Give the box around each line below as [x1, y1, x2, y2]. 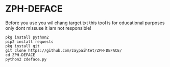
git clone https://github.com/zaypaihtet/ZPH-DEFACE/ [5, 48, 123, 53]
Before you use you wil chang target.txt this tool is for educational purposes [5, 20, 165, 26]
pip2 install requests [5, 39, 54, 44]
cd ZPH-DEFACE [5, 52, 36, 57]
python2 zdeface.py [5, 56, 47, 62]
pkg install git [5, 43, 40, 48]
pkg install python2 [5, 35, 50, 40]
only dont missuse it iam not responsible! [5, 25, 92, 31]
